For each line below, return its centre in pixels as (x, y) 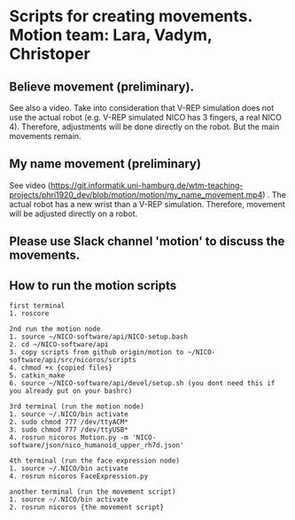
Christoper (50, 54)
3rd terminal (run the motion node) (77, 407)
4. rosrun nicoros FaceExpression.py (79, 477)
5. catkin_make (37, 376)
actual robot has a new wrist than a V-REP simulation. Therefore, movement (147, 204)
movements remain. (45, 136)
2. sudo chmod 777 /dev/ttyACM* (69, 423)
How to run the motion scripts (93, 285)
